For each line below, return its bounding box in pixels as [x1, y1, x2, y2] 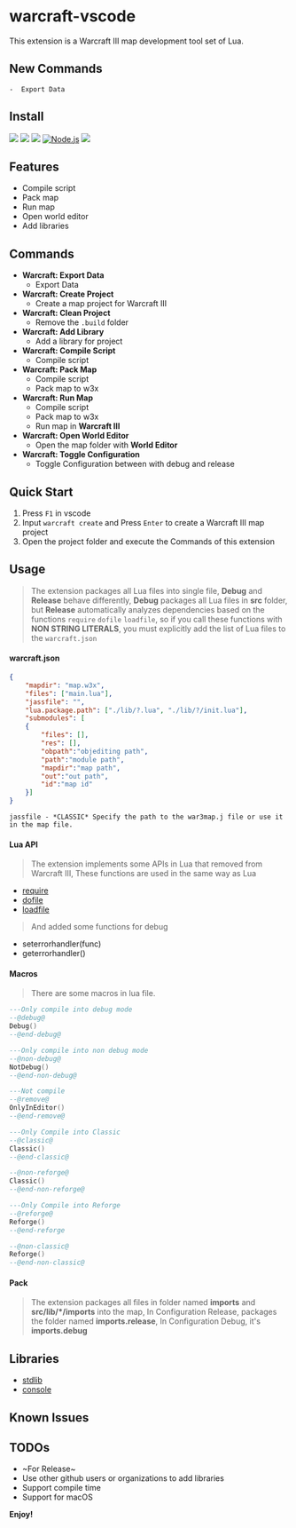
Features [9, 159, 59, 174]
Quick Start [9, 484, 74, 499]
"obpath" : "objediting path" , [41, 747, 149, 756]
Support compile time [21, 1483, 102, 1493]
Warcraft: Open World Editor [21, 431, 129, 441]
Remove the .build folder [35, 317, 129, 328]
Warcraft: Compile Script [21, 345, 116, 356]
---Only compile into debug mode [9, 1005, 133, 1014]
